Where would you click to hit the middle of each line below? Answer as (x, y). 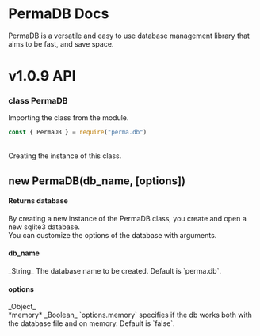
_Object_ (22, 307)
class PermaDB (38, 101)
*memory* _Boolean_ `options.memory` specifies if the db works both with (130, 315)
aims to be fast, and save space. (61, 43)
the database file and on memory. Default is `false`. (92, 323)
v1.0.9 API (42, 76)
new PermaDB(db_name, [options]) (97, 181)
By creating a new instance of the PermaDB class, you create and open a (128, 218)
